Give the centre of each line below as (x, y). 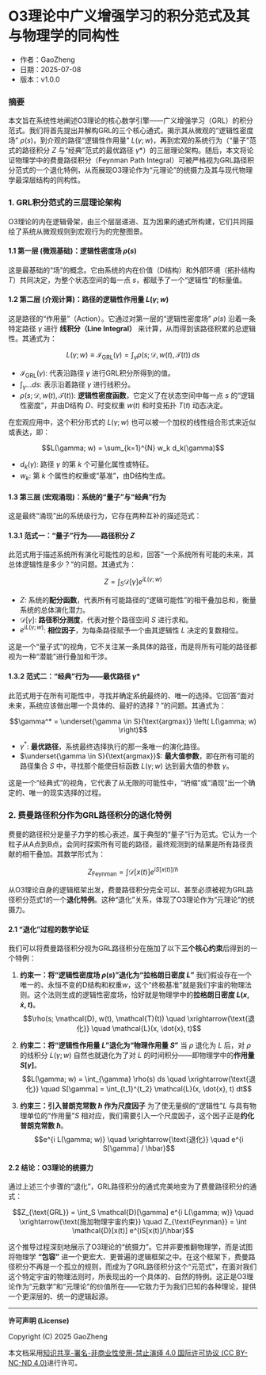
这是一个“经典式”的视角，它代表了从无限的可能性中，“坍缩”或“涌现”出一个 (128, 783)
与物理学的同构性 (64, 36)
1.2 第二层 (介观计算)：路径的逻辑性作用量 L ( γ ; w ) (88, 300)
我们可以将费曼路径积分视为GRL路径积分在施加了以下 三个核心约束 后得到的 (129, 949)
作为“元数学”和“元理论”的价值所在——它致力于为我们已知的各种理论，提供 (135, 1287)
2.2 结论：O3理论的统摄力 (51, 1167)
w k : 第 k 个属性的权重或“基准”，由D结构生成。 (95, 476)
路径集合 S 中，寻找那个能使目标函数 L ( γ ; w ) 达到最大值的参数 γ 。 (126, 766)
